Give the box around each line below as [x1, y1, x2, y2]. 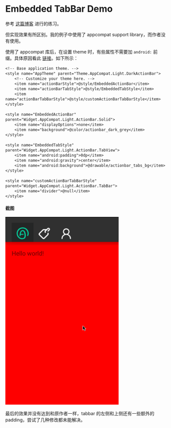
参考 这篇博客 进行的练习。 [5, 20, 62, 27]
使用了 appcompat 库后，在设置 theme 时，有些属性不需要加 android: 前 [5, 49, 158, 55]
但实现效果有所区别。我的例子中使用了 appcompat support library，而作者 [5, 31, 161, 37]
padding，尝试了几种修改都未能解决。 [5, 417, 85, 423]
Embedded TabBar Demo [5, 3, 113, 15]
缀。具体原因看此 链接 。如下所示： [5, 55, 78, 61]
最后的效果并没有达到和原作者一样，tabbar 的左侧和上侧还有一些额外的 [5, 411, 155, 417]
